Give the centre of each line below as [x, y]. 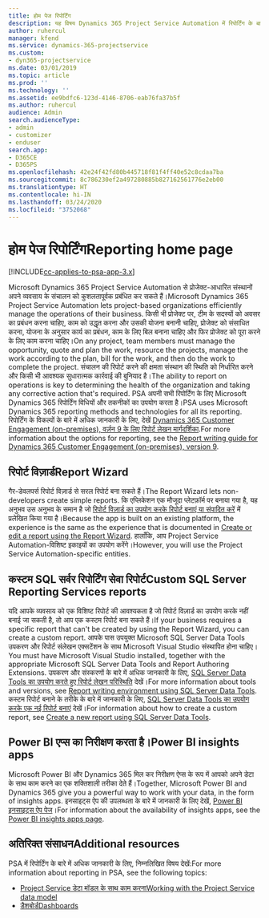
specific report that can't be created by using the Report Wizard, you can [129, 629]
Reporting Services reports [77, 591]
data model [38, 897]
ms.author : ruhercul [43, 105]
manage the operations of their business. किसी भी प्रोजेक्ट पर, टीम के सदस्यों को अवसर [134, 314]
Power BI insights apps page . [56, 819]
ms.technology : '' [39, 90]
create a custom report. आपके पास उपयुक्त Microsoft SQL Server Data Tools [127, 637]
